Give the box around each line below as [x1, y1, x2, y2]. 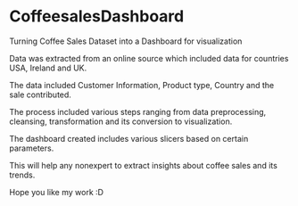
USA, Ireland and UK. [9, 62, 87, 73]
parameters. [9, 143, 54, 153]
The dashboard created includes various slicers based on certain [9, 133, 249, 144]
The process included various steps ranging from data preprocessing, [9, 106, 267, 117]
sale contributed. [9, 89, 71, 100]
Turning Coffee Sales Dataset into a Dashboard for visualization [9, 36, 243, 46]
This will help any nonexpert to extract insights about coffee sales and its [9, 160, 278, 170]
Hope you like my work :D [9, 186, 104, 197]
